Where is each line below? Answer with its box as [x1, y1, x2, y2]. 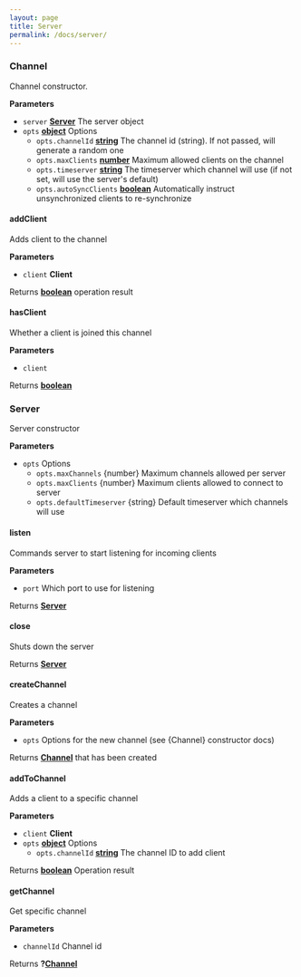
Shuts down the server [9, 641, 94, 652]
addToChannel [9, 772, 66, 784]
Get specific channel [9, 905, 87, 916]
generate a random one [35, 144, 124, 155]
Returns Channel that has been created [9, 751, 157, 762]
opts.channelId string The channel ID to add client [35, 847, 226, 858]
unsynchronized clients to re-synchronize [35, 192, 192, 204]
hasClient [9, 307, 47, 318]
